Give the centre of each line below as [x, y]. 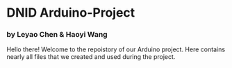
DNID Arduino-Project [71, 13]
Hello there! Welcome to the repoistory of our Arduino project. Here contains [116, 49]
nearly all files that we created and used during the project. [91, 57]
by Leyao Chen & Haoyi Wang [57, 35]
